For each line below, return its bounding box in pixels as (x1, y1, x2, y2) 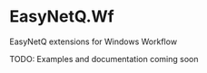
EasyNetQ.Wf (9, 6, 115, 27)
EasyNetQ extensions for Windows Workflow (9, 36, 178, 47)
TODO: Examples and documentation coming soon (9, 53, 199, 64)
